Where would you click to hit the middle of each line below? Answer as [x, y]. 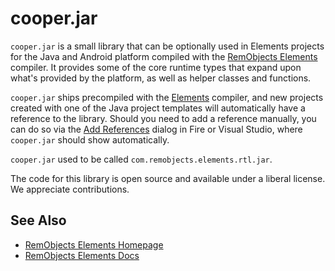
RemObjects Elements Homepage [94, 244]
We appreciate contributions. [70, 189]
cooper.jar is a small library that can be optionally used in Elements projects [167, 46]
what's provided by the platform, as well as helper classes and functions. [161, 78]
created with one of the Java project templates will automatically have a [158, 108]
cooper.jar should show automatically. [90, 139]
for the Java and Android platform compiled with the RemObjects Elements [164, 56]
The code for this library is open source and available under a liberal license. [168, 178]
